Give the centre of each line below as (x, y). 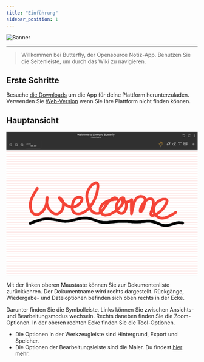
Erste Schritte (33, 80)
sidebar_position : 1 (32, 19)
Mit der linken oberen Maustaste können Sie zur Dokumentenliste (88, 285)
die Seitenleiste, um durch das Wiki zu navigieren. (83, 61)
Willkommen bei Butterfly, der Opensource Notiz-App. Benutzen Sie (106, 55)
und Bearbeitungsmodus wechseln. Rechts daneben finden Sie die (90, 316)
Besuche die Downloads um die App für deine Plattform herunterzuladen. (98, 95)
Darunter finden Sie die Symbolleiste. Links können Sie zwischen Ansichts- (100, 309)
